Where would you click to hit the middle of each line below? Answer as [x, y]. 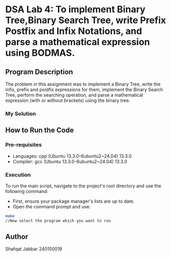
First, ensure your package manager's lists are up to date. [73, 201]
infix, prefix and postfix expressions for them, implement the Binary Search [84, 90]
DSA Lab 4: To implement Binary [76, 9]
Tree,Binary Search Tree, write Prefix [86, 20]
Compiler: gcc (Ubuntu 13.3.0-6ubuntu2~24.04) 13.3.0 [70, 161]
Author [17, 237]
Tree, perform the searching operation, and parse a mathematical [74, 95]
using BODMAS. [40, 53]
